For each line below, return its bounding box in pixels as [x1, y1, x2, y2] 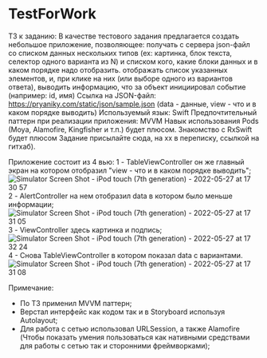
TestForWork [8, 5, 97, 23]
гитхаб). [8, 141, 36, 151]
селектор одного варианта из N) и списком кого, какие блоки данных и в [8, 57, 258, 66]
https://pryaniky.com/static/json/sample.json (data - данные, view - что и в [8, 99, 257, 109]
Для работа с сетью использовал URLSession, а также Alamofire [19, 324, 241, 333]
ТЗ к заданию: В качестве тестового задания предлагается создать [8, 31, 240, 41]
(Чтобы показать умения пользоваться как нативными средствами [19, 332, 250, 342]
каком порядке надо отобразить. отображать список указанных [8, 65, 228, 74]
